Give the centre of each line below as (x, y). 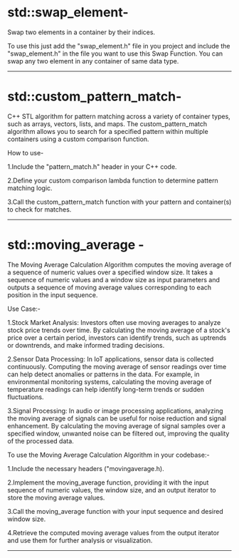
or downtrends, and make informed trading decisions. (86, 345)
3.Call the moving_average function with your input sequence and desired (115, 511)
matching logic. (30, 188)
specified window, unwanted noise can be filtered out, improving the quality (118, 433)
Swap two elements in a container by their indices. (81, 32)
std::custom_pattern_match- (95, 97)
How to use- (26, 153)
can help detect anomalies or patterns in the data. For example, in (103, 374)
